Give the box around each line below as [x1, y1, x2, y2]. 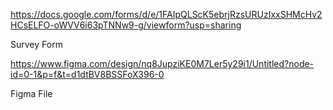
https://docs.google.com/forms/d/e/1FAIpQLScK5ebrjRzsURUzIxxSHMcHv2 [10, 9, 323, 20]
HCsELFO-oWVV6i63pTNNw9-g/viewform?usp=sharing [10, 19, 242, 31]
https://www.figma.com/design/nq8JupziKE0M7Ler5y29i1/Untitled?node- [10, 58, 315, 69]
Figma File [10, 88, 53, 99]
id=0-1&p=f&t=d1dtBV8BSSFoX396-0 [10, 69, 165, 80]
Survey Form [10, 39, 63, 50]
